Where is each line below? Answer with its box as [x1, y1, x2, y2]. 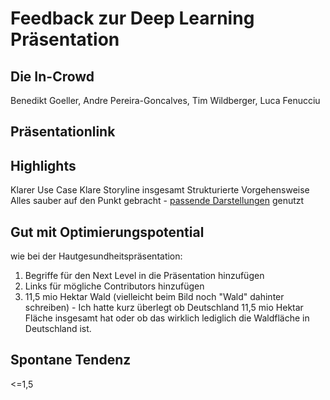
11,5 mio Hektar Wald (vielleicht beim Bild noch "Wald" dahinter [24, 291, 285, 303]
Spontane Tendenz [10, 352, 132, 369]
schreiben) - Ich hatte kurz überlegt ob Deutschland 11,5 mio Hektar [24, 302, 304, 314]
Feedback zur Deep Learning [10, 7, 255, 30]
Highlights [10, 157, 77, 174]
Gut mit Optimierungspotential [10, 223, 205, 241]
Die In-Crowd [10, 68, 95, 85]
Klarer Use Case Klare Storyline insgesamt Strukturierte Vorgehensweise [10, 184, 310, 196]
